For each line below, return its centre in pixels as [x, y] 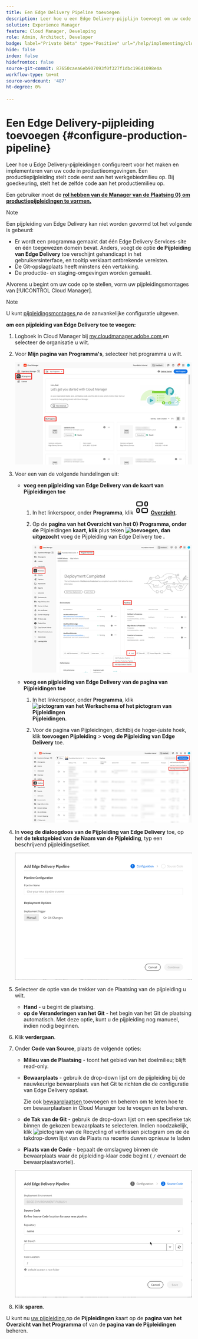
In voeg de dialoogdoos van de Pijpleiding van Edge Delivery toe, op [99, 832]
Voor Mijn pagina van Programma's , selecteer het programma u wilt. [98, 354]
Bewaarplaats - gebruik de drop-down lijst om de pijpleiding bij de [104, 1078]
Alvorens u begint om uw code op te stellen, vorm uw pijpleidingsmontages [98, 284]
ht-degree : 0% [24, 87]
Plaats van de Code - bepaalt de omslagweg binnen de [90, 1150]
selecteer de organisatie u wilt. [52, 342]
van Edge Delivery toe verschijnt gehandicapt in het [78, 254]
